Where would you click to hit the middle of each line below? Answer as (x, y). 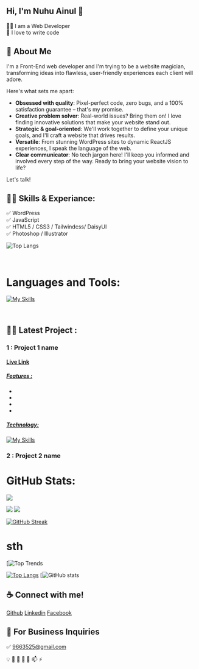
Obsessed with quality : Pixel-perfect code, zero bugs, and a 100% (99, 103)
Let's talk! (19, 179)
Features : (19, 376)
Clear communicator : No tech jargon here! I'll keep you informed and (102, 154)
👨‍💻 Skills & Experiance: (51, 199)
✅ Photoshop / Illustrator (37, 234)
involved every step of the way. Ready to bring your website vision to (102, 161)
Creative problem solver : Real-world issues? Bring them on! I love (98, 116)
